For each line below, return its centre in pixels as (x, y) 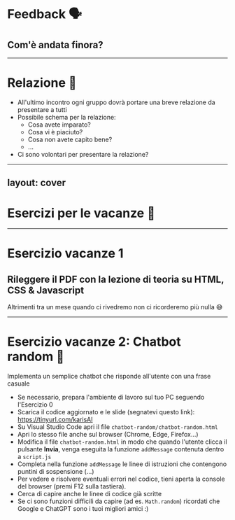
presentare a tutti (42, 109)
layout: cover (37, 183)
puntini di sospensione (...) (56, 472)
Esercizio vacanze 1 (65, 254)
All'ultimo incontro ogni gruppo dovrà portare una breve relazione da (116, 102)
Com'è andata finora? (55, 44)
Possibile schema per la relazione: (67, 117)
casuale (19, 384)
